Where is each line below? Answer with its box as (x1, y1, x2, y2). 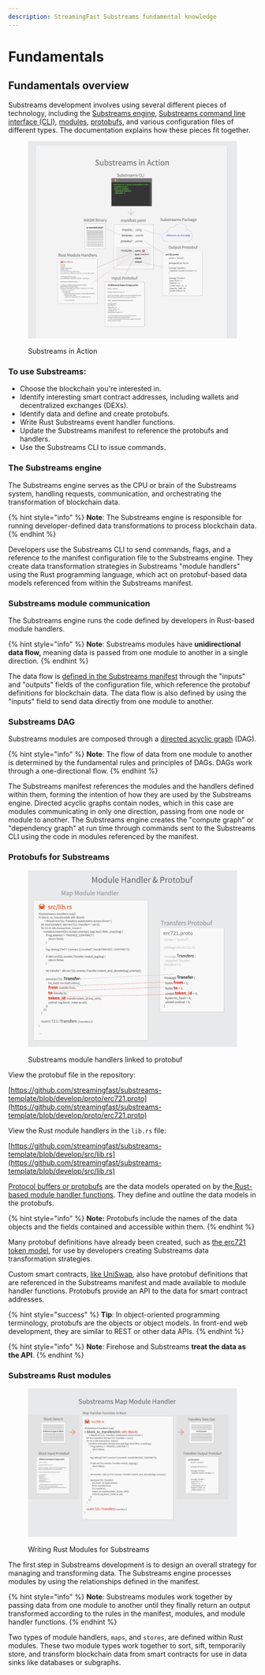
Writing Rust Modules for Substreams (28, 1545, 150, 1554)
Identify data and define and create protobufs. (19, 409, 170, 418)
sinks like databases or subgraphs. (8, 1658, 121, 1667)
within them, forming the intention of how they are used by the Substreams (8, 790, 252, 800)
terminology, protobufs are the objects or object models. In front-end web (8, 1318, 248, 1328)
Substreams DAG (8, 716, 75, 727)
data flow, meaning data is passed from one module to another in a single (8, 647, 248, 657)
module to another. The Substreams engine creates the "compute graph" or (8, 815, 254, 825)
